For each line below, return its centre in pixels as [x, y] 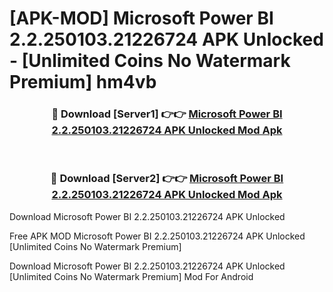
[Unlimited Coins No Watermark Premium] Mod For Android [131, 276]
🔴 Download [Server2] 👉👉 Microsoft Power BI [167, 179]
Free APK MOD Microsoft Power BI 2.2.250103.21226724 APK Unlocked [157, 236]
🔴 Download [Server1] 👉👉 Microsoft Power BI [167, 114]
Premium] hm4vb [83, 82]
